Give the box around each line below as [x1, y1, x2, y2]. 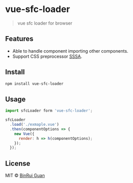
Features [5, 35, 33, 43]
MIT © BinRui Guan [5, 172, 45, 178]
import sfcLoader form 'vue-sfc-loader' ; [5, 108, 93, 113]
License [5, 159, 30, 167]
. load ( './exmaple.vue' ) [9, 122, 59, 127]
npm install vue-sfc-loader [5, 81, 64, 86]
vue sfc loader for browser [17, 20, 72, 26]
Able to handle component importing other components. [12, 48, 128, 54]
